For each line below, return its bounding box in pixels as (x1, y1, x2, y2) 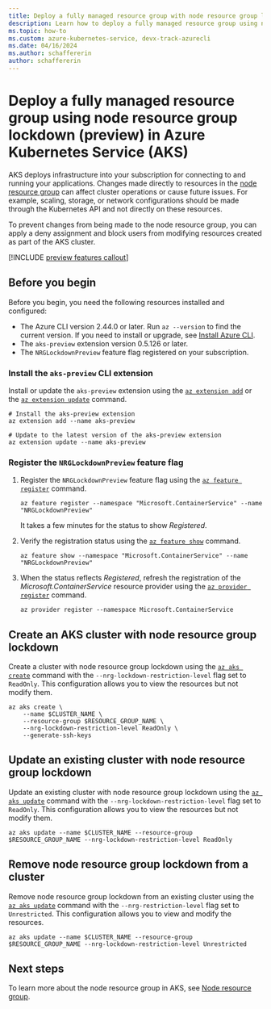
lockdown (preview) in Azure (8, 126, 206, 144)
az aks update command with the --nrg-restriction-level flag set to (8, 900, 240, 910)
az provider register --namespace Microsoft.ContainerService (19, 606, 234, 614)
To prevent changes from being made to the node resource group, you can (8, 220, 257, 229)
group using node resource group (8, 109, 238, 128)
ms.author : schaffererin (8, 49, 92, 57)
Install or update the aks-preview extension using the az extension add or (8, 385, 252, 396)
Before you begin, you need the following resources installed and (8, 297, 225, 307)
